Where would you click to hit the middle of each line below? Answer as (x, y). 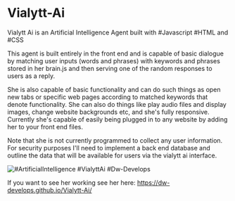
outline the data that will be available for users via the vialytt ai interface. (112, 155)
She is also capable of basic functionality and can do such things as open (114, 89)
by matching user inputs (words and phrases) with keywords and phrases (114, 60)
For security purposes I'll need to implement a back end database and (109, 148)
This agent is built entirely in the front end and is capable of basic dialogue (115, 53)
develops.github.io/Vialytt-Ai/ (50, 190)
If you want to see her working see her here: (71, 182)
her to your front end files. (45, 127)
